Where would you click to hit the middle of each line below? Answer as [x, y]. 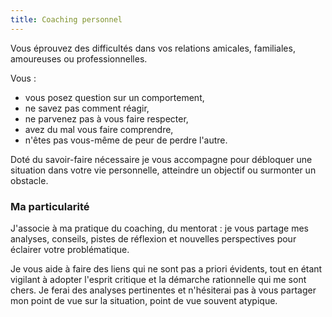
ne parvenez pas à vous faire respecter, [106, 118]
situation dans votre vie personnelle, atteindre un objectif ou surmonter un [163, 170]
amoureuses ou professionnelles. [79, 58]
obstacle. [29, 180]
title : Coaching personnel [66, 19]
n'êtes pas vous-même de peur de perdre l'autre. [126, 140]
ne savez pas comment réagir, [87, 108]
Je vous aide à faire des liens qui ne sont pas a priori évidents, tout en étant [166, 268]
